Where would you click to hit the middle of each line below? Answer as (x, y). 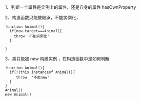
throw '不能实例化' (32, 36)
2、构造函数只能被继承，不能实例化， (43, 18)
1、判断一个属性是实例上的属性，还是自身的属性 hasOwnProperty (70, 7)
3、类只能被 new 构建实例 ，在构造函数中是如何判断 (57, 59)
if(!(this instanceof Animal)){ (42, 72)
